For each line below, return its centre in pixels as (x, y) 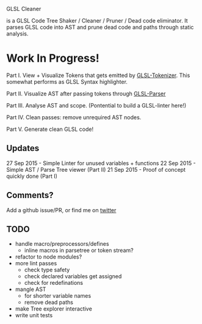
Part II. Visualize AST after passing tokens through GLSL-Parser (86, 94)
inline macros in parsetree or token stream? (79, 251)
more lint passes (36, 263)
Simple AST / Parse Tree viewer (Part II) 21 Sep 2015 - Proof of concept (96, 169)
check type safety (47, 270)
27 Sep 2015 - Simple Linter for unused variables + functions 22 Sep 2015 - (101, 163)
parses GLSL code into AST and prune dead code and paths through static (100, 27)
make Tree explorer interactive (54, 309)
